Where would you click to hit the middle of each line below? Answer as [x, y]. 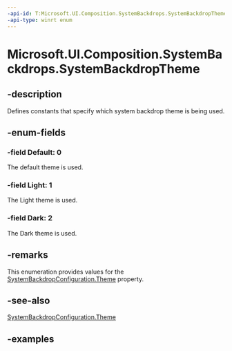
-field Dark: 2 [30, 218]
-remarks [28, 255]
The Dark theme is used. [42, 233]
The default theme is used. [45, 167]
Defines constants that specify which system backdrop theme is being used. [116, 111]
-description [35, 94]
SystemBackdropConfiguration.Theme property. [75, 279]
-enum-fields [36, 132]
